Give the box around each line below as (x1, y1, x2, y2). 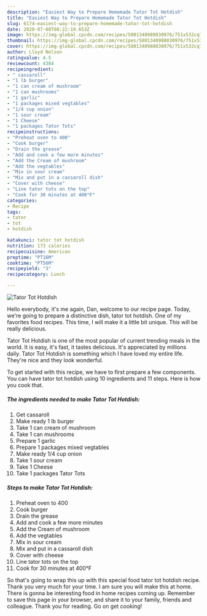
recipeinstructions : (7, 129, 60, 135)
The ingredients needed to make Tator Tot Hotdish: (7, 396, 140, 403)
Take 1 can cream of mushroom (15, 424, 96, 431)
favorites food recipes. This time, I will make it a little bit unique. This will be (7, 319, 198, 326)
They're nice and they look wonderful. (7, 357, 104, 364)
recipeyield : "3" (7, 265, 52, 272)
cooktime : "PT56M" (7, 260, 54, 266)
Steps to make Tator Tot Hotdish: (7, 483, 93, 491)
